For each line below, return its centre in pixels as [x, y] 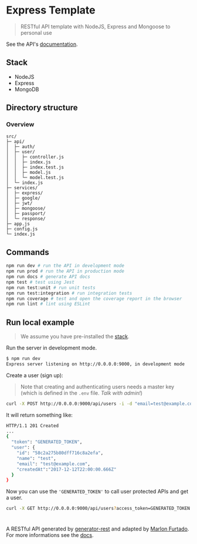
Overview [20, 125]
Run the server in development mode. [52, 348]
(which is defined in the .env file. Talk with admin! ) [81, 393]
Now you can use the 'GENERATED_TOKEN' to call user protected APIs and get [97, 492]
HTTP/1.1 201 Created [33, 426]
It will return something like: [40, 415]
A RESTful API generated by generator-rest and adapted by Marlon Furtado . [98, 529]
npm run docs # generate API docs [48, 277]
